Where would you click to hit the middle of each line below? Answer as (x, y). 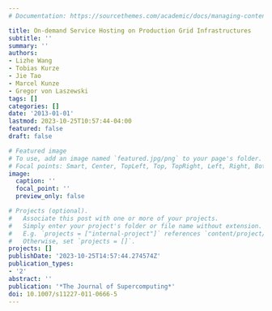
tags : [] (23, 98)
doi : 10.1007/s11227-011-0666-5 (63, 294)
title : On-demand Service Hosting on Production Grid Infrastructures (130, 30)
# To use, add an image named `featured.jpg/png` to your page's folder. (136, 158)
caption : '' (36, 181)
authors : (23, 54)
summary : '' (28, 45)
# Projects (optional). (49, 211)
